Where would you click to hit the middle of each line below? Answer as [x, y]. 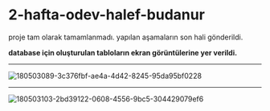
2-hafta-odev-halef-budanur [106, 15]
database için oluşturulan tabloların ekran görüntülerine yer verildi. [123, 52]
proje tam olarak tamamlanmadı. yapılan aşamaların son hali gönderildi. [126, 37]
